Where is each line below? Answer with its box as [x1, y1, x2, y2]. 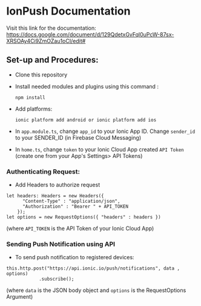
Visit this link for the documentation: [6, 24, 97, 32]
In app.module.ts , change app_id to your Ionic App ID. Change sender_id [15, 127, 196, 135]
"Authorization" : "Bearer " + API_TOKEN [22, 203, 129, 210]
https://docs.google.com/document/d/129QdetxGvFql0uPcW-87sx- [6, 30, 174, 38]
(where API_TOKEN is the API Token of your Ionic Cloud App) [6, 225, 154, 232]
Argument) [6, 293, 33, 301]
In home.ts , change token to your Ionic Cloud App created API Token [15, 146, 184, 153]
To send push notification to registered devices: [15, 254, 134, 261]
